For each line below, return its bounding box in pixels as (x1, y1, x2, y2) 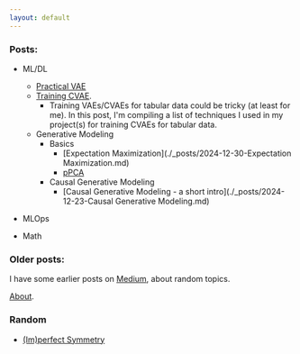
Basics (49, 138, 75, 149)
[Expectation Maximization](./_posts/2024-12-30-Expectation (62, 148, 292, 159)
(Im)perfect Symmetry (22, 334, 105, 345)
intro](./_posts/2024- (206, 186, 286, 196)
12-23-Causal (62, 195, 114, 206)
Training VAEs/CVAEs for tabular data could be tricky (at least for (49, 100, 291, 111)
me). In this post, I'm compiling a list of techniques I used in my (49, 109, 284, 120)
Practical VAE (35, 80, 86, 91)
